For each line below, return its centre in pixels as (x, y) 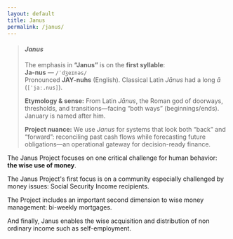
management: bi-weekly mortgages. (60, 207)
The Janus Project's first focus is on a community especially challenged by (116, 179)
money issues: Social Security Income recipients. (78, 186)
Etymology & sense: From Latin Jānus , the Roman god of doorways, (124, 101)
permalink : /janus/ (36, 27)
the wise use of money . (42, 165)
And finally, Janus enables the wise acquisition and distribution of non (108, 221)
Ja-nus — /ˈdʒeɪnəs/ (56, 72)
